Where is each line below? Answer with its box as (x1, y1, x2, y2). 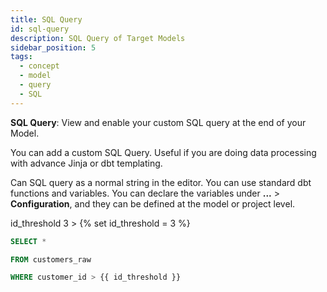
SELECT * (10, 236, 47, 246)
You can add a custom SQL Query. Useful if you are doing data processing (10, 146, 317, 158)
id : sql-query (10, 24, 70, 34)
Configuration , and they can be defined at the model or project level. (10, 197, 296, 210)
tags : (10, 52, 33, 62)
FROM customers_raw (10, 254, 92, 265)
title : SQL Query (10, 14, 83, 25)
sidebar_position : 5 (10, 42, 97, 53)
